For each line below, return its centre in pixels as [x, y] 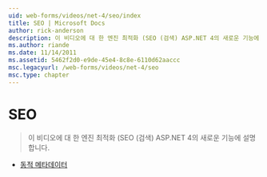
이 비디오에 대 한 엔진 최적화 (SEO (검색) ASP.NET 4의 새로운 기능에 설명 [141, 137]
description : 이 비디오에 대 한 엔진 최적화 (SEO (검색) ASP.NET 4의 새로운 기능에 [134, 38]
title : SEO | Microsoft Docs [57, 23]
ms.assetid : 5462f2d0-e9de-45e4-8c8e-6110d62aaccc [94, 61]
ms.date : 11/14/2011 [43, 53]
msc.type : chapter [39, 75]
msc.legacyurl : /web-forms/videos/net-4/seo [84, 68]
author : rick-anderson [46, 30]
